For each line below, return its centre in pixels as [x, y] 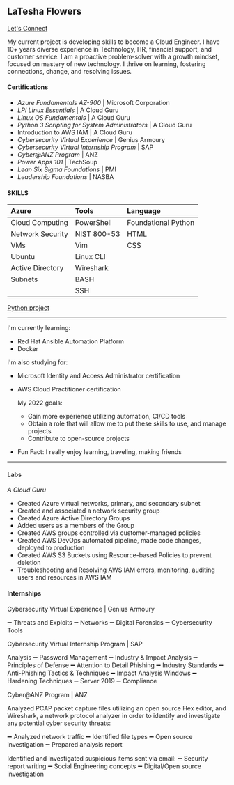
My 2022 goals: [40, 403]
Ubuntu [23, 257]
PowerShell [94, 223]
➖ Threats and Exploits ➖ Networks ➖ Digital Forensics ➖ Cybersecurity [110, 622]
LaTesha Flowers [45, 11]
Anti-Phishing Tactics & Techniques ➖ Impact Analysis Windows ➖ [102, 673]
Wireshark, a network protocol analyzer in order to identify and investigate [114, 715]
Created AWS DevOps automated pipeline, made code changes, [109, 541]
